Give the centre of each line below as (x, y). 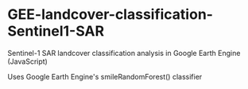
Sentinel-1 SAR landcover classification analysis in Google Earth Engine (124, 53)
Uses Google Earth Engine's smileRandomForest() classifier (105, 76)
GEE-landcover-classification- (110, 15)
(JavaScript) (28, 61)
